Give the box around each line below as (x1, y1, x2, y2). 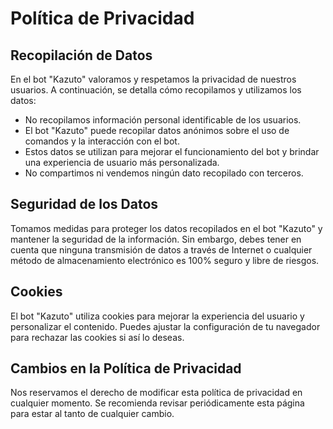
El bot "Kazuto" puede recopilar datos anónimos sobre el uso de (24, 125, 290, 136)
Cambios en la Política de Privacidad (10, 360, 242, 377)
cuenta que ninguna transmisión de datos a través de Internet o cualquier (10, 243, 313, 256)
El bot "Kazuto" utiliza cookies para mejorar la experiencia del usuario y (10, 310, 305, 322)
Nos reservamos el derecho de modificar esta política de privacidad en (10, 387, 303, 399)
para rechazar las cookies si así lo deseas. (10, 331, 185, 343)
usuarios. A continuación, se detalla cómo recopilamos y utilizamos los (10, 84, 302, 96)
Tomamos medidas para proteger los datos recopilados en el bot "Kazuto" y (10, 222, 323, 234)
